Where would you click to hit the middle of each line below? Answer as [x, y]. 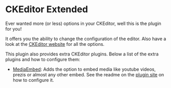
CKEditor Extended [47, 9]
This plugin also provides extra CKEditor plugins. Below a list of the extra [82, 54]
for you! [14, 28]
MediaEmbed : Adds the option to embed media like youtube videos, [84, 69]
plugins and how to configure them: [43, 59]
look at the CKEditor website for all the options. [55, 44]
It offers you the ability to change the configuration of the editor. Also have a [86, 39]
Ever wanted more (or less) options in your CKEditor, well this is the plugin [83, 23]
